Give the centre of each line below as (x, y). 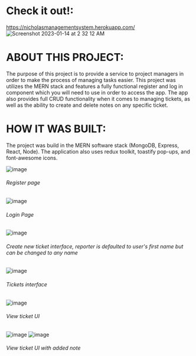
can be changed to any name (42, 253)
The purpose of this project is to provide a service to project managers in (95, 74)
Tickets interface (27, 285)
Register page (23, 183)
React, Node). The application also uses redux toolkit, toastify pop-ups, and (98, 151)
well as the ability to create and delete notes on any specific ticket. (87, 105)
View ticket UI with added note (43, 348)
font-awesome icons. (32, 158)
